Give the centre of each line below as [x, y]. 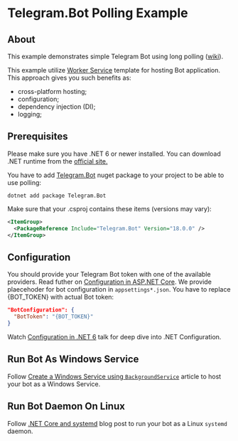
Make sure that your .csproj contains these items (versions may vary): [109, 208]
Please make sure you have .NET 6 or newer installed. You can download [114, 154]
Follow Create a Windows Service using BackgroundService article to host [114, 376]
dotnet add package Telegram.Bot [57, 196]
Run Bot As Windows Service [73, 360]
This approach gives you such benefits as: [69, 78]
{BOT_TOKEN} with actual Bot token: [61, 297]
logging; [30, 114]
